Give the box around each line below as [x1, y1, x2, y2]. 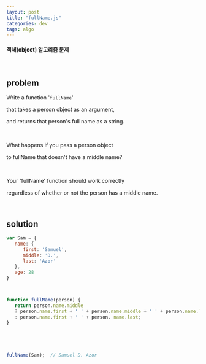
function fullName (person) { [6, 297, 81, 303]
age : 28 [14, 269, 34, 276]
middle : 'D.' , [22, 252, 59, 258]
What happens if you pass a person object [6, 142, 113, 149]
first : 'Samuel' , [22, 246, 67, 252]
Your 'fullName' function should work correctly [6, 177, 124, 185]
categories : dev [6, 20, 48, 26]
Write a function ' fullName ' [6, 94, 74, 101]
